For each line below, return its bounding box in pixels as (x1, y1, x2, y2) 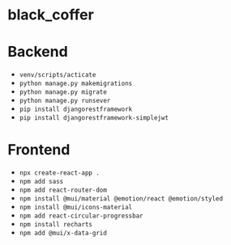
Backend (7, 43, 68, 61)
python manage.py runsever (19, 97, 111, 105)
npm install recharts (19, 221, 92, 229)
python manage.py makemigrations (19, 79, 133, 88)
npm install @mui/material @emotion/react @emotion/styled (19, 195, 224, 203)
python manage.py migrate (19, 88, 107, 96)
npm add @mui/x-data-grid (19, 229, 107, 238)
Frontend (7, 141, 71, 159)
